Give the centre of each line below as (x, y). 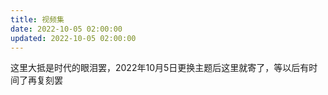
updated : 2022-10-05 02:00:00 (73, 38)
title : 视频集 (37, 19)
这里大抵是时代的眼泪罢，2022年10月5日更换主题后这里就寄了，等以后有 (160, 68)
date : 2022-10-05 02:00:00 (66, 29)
